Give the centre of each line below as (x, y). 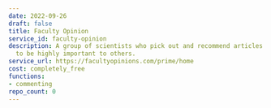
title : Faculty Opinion (49, 31)
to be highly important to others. (76, 54)
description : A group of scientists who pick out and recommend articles (136, 46)
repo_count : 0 (32, 91)
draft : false (30, 24)
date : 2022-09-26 (38, 16)
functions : (27, 76)
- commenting (30, 84)
